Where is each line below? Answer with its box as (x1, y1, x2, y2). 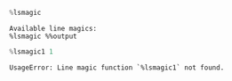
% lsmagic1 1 (9, 47, 53, 56)
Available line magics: (9, 24, 98, 33)
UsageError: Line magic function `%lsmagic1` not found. (9, 63, 225, 72)
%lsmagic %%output (9, 32, 77, 40)
